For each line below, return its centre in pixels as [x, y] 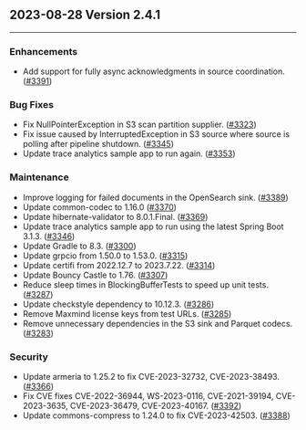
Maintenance [40, 177]
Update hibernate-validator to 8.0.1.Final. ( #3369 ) [115, 216]
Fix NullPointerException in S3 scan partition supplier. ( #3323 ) [139, 125]
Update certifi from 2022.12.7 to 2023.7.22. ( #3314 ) [119, 265]
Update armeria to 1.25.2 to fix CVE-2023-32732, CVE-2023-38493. [151, 377]
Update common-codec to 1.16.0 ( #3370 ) [100, 207]
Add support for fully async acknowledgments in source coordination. [153, 71]
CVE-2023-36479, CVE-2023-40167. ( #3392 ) [156, 406]
